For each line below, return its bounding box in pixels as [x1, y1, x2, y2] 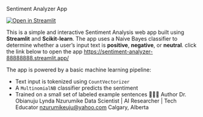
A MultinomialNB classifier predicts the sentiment [15, 84, 138, 92]
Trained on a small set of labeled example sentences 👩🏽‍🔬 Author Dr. [15, 91, 187, 98]
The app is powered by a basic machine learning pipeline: [6, 66, 151, 73]
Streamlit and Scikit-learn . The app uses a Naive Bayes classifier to [6, 35, 178, 42]
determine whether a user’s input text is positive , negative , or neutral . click [6, 42, 197, 48]
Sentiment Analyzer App [6, 5, 68, 12]
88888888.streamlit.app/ [6, 55, 69, 61]
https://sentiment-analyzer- [84, 48, 154, 55]
